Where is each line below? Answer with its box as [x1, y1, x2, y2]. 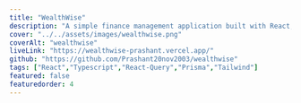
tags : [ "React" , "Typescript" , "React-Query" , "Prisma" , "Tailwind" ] [9, 64, 258, 73]
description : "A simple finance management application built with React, [9, 21, 295, 30]
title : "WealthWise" [9, 13, 87, 22]
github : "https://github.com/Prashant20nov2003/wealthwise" [9, 55, 239, 64]
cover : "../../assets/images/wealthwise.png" [9, 30, 182, 39]
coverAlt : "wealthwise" [9, 38, 99, 47]
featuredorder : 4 [9, 80, 74, 89]
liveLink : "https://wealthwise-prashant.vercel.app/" [9, 47, 215, 56]
